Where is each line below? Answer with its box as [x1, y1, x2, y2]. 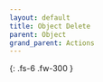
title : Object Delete [9, 22, 91, 31]
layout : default [9, 13, 70, 23]
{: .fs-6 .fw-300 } [9, 63, 74, 74]
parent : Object [9, 30, 67, 39]
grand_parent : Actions [9, 38, 95, 48]
